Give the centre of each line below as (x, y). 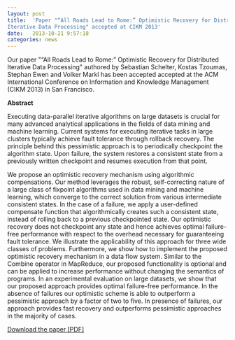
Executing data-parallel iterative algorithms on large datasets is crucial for (114, 117)
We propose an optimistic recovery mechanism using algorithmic (101, 175)
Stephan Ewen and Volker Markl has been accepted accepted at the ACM (113, 75)
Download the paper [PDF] (46, 330)
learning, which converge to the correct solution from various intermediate (115, 197)
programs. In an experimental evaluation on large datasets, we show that (112, 279)
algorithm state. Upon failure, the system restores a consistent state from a (115, 154)
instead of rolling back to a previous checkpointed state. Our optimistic (109, 219)
